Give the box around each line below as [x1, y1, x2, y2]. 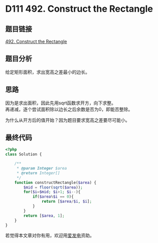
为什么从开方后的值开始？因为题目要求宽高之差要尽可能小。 [5, 117, 130, 123]
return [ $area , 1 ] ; [23, 213, 65, 218]
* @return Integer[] [16, 170, 60, 176]
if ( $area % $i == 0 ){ [32, 194, 74, 199]
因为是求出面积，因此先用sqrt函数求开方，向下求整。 [5, 100, 116, 106]
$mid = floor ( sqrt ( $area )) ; [23, 184, 83, 190]
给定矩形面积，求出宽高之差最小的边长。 [5, 69, 90, 75]
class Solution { [5, 152, 42, 157]
